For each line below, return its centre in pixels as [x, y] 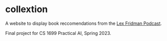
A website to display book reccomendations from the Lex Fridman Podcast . [83, 23]
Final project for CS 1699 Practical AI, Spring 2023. [58, 33]
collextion [27, 9]
